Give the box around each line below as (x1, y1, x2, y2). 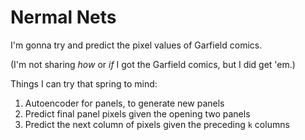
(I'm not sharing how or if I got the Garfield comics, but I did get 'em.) (10, 58, 296, 70)
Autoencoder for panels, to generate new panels (24, 97, 225, 109)
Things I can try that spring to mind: (10, 77, 158, 90)
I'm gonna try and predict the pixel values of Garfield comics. (10, 39, 263, 51)
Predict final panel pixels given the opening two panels (24, 107, 251, 120)
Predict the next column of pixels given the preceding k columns (24, 118, 290, 130)
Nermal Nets (10, 6, 117, 29)
